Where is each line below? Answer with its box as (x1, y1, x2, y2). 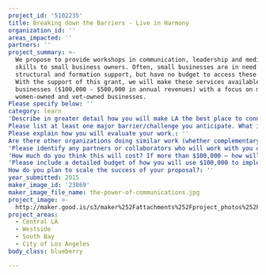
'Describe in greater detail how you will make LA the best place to (8, 115, 243, 123)
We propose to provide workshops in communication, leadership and (15, 56, 243, 64)
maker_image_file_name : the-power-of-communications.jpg (8, 188, 200, 197)
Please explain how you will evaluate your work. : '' (8, 129, 190, 137)
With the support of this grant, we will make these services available (15, 78, 260, 86)
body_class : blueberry (8, 247, 83, 255)
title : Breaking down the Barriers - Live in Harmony (8, 19, 190, 27)
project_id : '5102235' (8, 11, 83, 20)
